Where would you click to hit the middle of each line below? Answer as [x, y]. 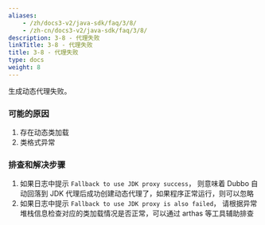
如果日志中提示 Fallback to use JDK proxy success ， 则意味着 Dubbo [134, 184]
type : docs [26, 60]
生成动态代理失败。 [40, 91]
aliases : [23, 16]
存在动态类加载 [44, 133]
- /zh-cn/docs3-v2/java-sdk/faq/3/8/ [85, 30]
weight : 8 [25, 68]
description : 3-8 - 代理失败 [54, 38]
